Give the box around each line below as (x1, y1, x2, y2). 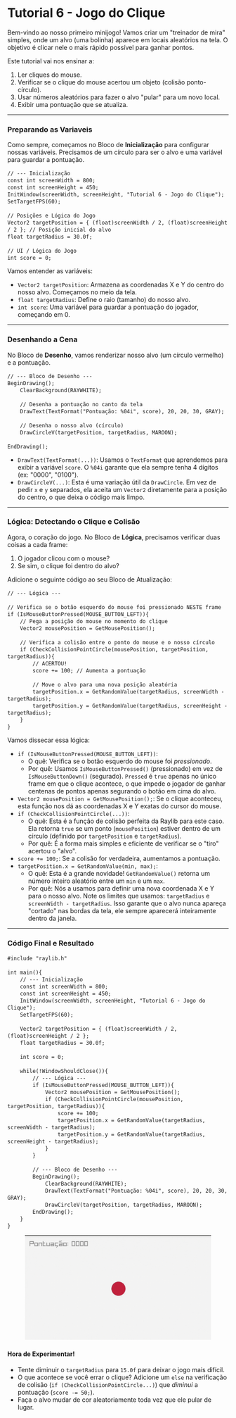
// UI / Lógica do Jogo (7, 248, 77, 255)
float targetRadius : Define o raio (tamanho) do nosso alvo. (17, 296, 191, 304)
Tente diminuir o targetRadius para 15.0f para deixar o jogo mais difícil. (17, 1365, 225, 1374)
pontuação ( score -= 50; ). (17, 1388, 95, 1396)
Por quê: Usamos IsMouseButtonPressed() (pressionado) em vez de (27, 764, 223, 772)
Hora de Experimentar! (7, 1350, 75, 1358)
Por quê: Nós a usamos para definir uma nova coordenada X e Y (27, 884, 214, 892)
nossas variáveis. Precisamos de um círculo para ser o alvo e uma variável (7, 148, 223, 156)
